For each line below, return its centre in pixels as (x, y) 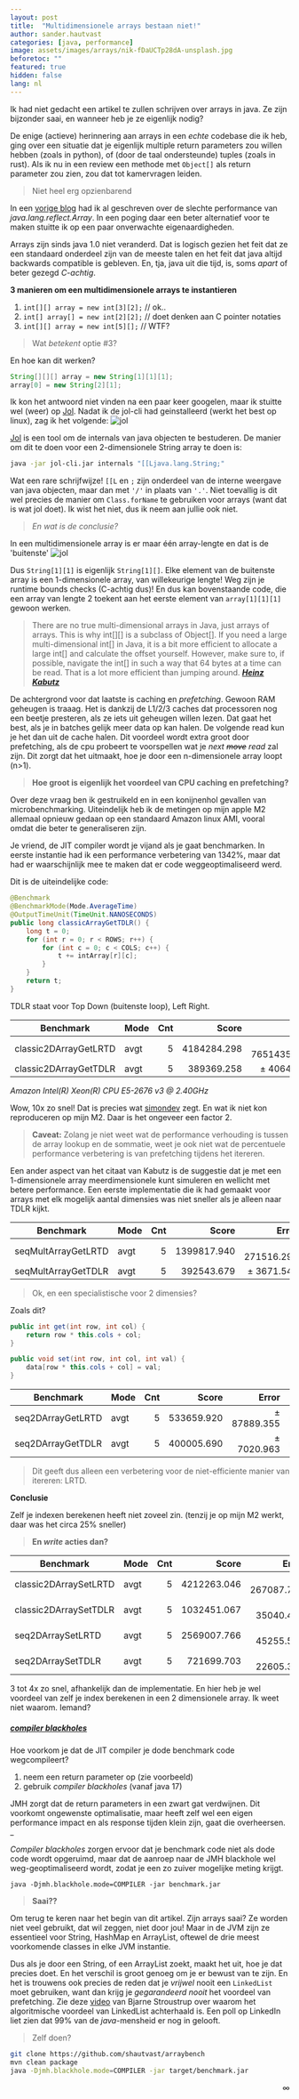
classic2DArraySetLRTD (65, 1584)
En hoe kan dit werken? (53, 360)
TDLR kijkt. (30, 1208)
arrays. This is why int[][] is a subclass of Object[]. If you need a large (159, 635)
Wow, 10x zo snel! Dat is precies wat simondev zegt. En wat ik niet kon (139, 1108)
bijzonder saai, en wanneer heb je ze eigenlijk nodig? (107, 118)
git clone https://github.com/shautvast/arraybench (107, 2054)
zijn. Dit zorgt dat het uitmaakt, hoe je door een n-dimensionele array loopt (146, 756)
